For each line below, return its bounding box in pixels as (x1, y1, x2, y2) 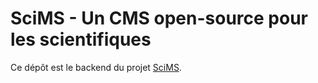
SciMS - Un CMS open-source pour (10, 7, 308, 30)
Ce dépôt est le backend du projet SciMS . (10, 61, 182, 73)
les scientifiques (10, 28, 152, 51)
